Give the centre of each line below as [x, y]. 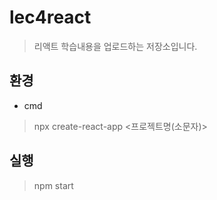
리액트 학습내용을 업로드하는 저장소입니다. [115, 46]
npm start [53, 185]
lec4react [50, 17]
